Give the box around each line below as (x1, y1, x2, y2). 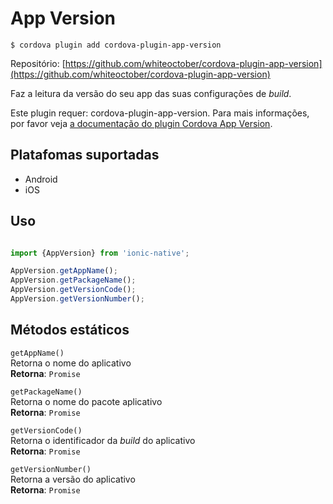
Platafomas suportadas (10, 147, 160, 164)
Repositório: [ (10, 57, 66, 69)
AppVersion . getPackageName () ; (10, 275, 137, 286)
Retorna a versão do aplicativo (10, 473, 136, 485)
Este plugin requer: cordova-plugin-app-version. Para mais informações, (10, 107, 310, 119)
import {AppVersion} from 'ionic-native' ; (10, 248, 190, 258)
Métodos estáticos (10, 322, 130, 339)
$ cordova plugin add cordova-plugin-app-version (10, 40, 222, 50)
